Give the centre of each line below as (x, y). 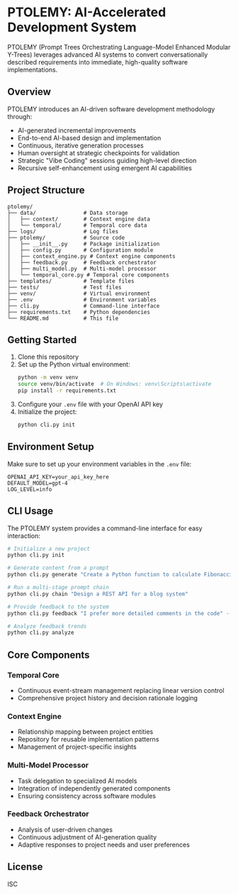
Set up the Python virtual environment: (74, 364)
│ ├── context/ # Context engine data (79, 219)
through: (20, 116)
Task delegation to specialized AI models (77, 781)
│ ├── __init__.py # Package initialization (84, 244)
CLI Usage (30, 511)
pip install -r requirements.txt (67, 391)
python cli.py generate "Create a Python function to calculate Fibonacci (120, 575)
